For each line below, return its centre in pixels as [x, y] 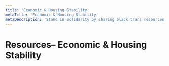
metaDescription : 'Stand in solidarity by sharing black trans [74, 19]
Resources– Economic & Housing [76, 44]
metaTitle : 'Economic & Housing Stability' [52, 15]
